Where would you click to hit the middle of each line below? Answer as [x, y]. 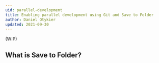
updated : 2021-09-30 [27, 24]
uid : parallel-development [34, 10]
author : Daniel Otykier [31, 19]
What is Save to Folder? [44, 55]
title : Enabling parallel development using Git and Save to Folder [79, 15]
